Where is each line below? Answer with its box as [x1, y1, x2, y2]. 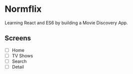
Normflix [4, 3, 42, 15]
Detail [11, 64, 24, 70]
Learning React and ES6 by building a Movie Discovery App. [4, 20, 128, 26]
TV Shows [11, 53, 33, 59]
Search [11, 58, 27, 64]
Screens [4, 34, 31, 42]
